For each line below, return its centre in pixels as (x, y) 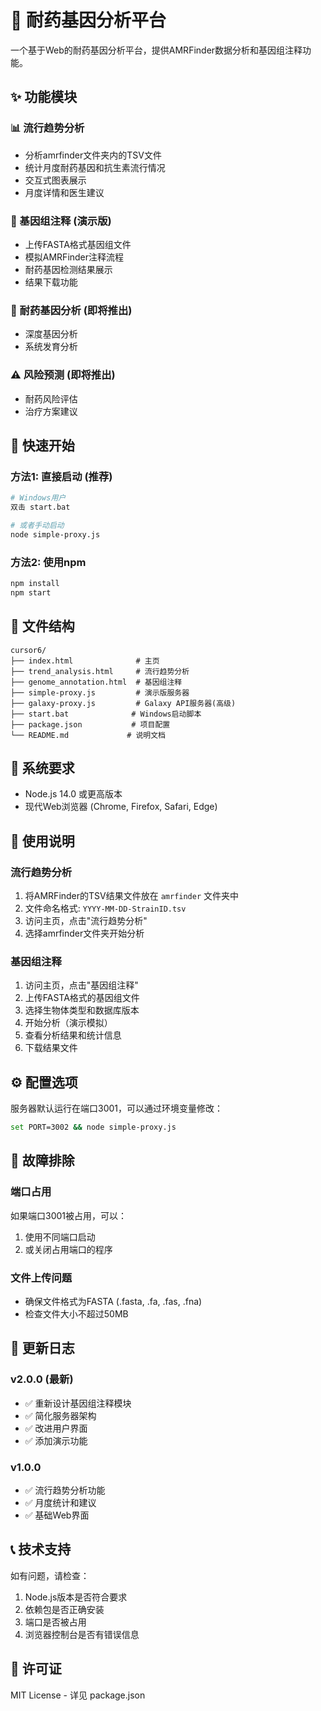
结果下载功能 (51, 282)
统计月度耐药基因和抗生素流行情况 (95, 167)
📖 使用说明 (42, 841)
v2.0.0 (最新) (42, 1379)
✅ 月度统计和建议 (60, 1503)
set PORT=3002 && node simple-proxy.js (93, 1127)
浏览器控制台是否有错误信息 (82, 1634)
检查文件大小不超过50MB (76, 1314)
